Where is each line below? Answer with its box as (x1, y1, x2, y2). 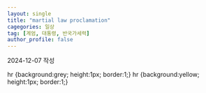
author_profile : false (7, 36, 73, 43)
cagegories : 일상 (7, 23, 54, 30)
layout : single (7, 10, 52, 17)
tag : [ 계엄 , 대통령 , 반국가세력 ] (7, 29, 90, 37)
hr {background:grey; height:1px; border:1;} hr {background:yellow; (7, 71, 200, 79)
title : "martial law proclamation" (7, 17, 111, 24)
